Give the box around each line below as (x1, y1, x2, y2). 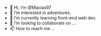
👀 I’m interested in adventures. (9, 10, 71, 16)
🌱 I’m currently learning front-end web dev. (9, 15, 97, 20)
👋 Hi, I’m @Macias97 (9, 5, 52, 10)
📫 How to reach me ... (9, 26, 55, 31)
